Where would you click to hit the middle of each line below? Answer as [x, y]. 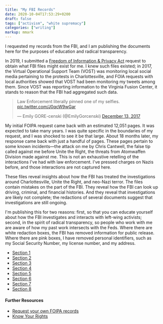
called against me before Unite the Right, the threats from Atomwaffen [75, 151]
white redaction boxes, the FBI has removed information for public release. [80, 233]
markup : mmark [19, 32]
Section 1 [21, 253]
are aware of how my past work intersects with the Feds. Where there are [79, 227]
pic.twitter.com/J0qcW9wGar [46, 107]
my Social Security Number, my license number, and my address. [70, 243]
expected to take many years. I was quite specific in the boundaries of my [79, 131]
